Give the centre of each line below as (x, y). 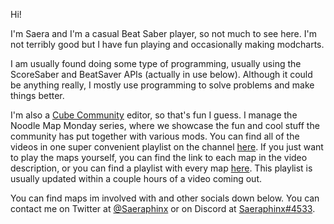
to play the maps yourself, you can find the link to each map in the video (159, 157)
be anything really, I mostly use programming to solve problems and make (162, 85)
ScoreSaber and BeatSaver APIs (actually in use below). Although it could (161, 74)
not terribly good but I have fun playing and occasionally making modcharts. (167, 44)
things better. (37, 95)
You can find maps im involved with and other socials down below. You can (165, 198)
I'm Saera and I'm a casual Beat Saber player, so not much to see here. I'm (163, 33)
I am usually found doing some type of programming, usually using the (156, 63)
